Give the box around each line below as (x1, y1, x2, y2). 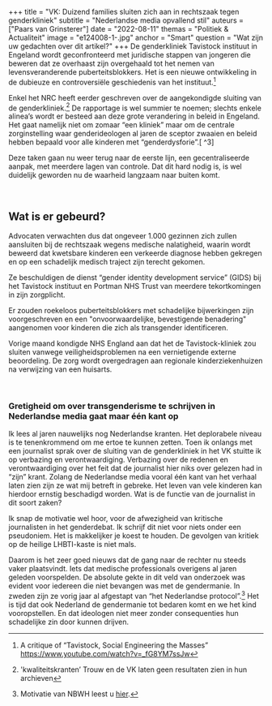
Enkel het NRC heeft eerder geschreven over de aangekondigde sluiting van (8, 93, 261, 102)
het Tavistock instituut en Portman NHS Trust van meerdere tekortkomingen (8, 282, 261, 291)
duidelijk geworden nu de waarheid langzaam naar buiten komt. (8, 170, 220, 180)
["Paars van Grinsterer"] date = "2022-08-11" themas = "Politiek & (8, 24, 229, 33)
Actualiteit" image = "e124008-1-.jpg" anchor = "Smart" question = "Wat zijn (8, 32, 263, 42)
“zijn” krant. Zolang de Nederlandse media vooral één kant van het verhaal (8, 472, 257, 482)
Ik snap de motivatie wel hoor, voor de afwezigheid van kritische (8, 514, 223, 523)
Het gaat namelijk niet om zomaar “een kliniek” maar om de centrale (8, 120, 235, 130)
